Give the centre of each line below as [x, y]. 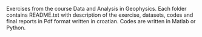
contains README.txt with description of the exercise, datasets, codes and [100, 15]
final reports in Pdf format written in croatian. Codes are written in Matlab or [101, 21]
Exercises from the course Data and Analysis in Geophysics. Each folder [96, 9]
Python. [16, 27]
